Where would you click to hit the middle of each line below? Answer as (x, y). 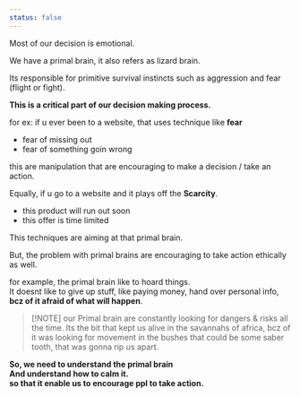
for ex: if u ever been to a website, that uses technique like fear (126, 122)
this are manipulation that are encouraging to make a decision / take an (140, 166)
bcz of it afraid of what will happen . (76, 300)
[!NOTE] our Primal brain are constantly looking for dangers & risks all (159, 318)
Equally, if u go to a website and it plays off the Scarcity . (114, 193)
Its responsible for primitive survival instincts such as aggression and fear (145, 78)
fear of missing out (57, 139)
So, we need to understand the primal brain (91, 364)
